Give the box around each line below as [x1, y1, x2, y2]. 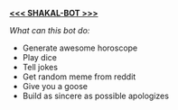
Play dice [22, 52, 57, 62]
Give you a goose [22, 81, 89, 91]
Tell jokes [22, 62, 59, 72]
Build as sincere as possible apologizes [22, 90, 170, 101]
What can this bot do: [9, 25, 90, 35]
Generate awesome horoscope [22, 42, 138, 53]
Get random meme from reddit [22, 71, 136, 82]
